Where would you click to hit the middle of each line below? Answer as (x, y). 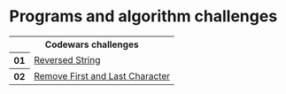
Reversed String (67, 59)
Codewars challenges (92, 44)
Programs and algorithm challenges (143, 16)
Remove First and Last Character (102, 75)
